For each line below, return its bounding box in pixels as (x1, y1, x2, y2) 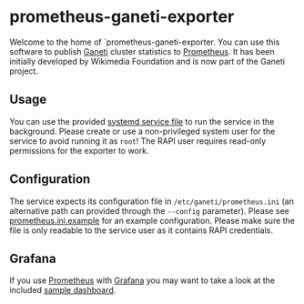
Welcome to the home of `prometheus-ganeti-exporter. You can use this (9, 36, 280, 47)
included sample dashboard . (9, 285, 117, 296)
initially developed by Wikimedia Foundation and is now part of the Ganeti (9, 56, 285, 66)
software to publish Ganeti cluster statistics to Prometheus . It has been (9, 46, 275, 56)
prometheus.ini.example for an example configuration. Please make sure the (9, 215, 296, 226)
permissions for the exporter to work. (9, 145, 149, 156)
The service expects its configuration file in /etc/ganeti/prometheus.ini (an (9, 196, 294, 207)
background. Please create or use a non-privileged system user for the (9, 126, 276, 137)
